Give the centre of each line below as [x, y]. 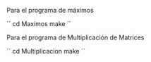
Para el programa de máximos [50, 10]
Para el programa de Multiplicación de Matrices [75, 37]
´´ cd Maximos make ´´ [39, 24]
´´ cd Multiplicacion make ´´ [46, 51]
